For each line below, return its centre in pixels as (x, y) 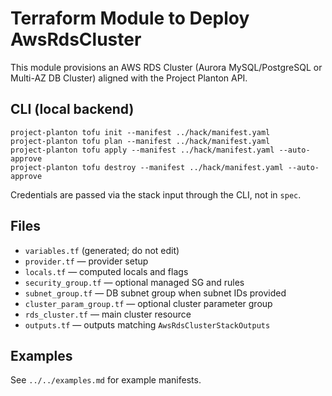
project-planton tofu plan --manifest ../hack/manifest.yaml (140, 141)
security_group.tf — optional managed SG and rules (134, 282)
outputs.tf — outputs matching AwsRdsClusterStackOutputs (147, 324)
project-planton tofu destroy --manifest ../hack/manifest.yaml (147, 167)
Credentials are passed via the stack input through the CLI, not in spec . (156, 194)
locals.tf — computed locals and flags (106, 271)
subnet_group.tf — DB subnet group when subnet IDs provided (155, 293)
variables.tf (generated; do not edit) (102, 250)
